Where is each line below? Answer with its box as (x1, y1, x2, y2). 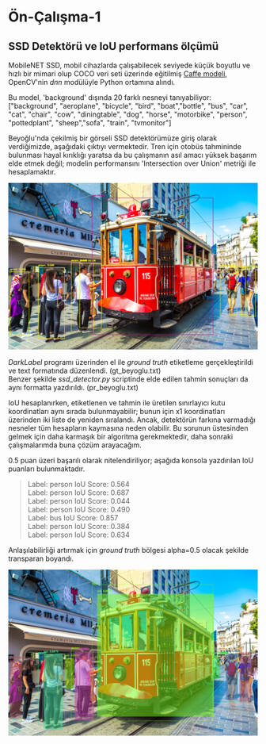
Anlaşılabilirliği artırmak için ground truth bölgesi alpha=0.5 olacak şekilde (8, 545, 249, 554)
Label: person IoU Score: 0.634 (27, 530, 131, 539)
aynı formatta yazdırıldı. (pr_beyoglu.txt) (8, 382, 139, 392)
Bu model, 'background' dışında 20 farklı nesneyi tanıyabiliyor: (8, 93, 211, 102)
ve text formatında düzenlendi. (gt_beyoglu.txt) (8, 366, 161, 375)
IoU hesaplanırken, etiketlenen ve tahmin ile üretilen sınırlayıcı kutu (8, 397, 226, 408)
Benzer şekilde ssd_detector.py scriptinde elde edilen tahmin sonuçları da (8, 374, 249, 384)
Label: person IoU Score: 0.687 (27, 488, 130, 497)
